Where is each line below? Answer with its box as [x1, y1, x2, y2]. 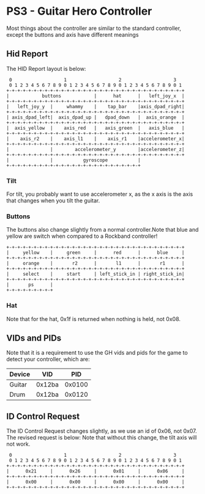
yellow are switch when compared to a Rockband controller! [6, 232, 158, 240]
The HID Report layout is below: [6, 65, 86, 72]
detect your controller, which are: [6, 356, 90, 363]
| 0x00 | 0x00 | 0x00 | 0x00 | [6, 479, 185, 485]
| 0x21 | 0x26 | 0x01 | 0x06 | [6, 468, 185, 474]
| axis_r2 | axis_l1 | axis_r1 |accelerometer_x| [6, 136, 185, 142]
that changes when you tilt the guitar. [6, 197, 100, 204]
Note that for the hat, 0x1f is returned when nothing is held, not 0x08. [6, 315, 181, 322]
